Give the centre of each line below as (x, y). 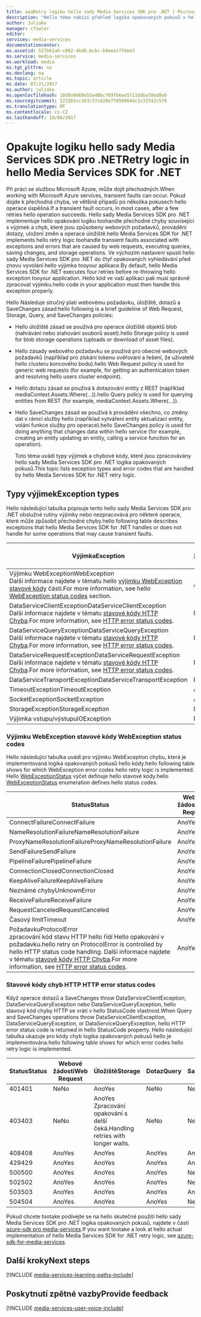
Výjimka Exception (98, 556)
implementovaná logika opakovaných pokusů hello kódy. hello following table (100, 763)
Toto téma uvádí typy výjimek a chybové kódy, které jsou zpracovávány (103, 456)
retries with (109, 1136)
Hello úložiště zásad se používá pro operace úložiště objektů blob (96, 327)
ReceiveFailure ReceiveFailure (51, 900)
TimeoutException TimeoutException (60, 689)
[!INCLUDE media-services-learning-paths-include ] (70, 1275)
